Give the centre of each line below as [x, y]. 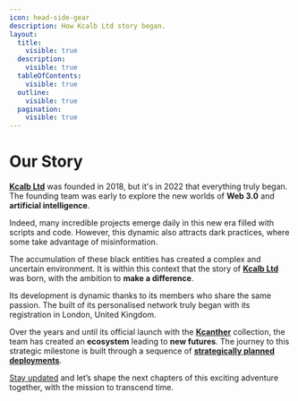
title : [30, 43]
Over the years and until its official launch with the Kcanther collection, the [147, 332]
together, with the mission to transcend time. [92, 388]
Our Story [46, 162]
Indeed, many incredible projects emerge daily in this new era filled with [142, 223]
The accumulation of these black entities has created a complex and [135, 260]
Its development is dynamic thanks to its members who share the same [140, 295]
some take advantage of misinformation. [84, 242]
